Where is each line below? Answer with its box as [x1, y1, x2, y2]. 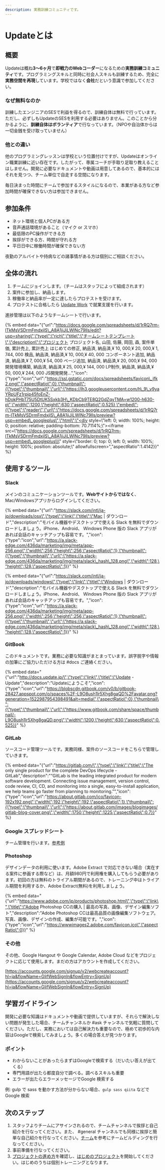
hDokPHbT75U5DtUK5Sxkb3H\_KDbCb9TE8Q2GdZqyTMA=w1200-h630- [5, 396, 155, 402]
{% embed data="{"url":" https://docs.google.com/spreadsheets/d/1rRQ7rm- [5, 322, 160, 328]
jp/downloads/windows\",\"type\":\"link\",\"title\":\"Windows [5, 578, 123, 584]
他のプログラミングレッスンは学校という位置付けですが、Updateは [5, 153, 140, 159]
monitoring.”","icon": [89, 789, 131, 795]
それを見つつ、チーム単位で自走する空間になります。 [5, 172, 112, 178]
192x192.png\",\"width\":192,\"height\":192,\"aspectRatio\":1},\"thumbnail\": [5, 799, 154, 805]
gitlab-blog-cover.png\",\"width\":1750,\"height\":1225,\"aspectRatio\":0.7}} [5, 809, 155, 815]
